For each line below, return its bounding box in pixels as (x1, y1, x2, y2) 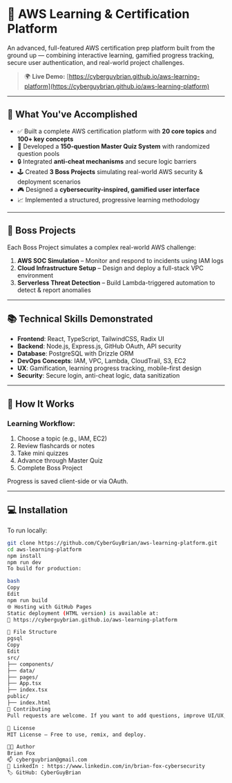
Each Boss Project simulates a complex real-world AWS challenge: (7, 243, 197, 251)
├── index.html (7, 699, 51, 706)
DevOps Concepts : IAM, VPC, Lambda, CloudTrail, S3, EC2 (17, 357, 186, 365)
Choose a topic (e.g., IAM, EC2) (17, 434, 108, 443)
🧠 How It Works (7, 398, 75, 409)
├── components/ (7, 661, 54, 668)
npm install (7, 552, 41, 559)
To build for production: (7, 565, 81, 572)
